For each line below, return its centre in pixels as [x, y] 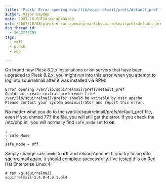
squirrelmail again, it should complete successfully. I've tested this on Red [80, 159]
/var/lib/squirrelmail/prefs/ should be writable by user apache [74, 98]
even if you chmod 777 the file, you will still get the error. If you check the [80, 117]
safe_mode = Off [22, 144]
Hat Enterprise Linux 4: [28, 164]
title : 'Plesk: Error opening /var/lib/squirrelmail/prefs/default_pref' [83, 10]
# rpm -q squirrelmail [28, 173]
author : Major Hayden [27, 14]
